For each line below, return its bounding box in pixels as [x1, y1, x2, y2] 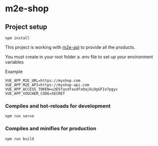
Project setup [5, 23, 48, 31]
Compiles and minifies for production [5, 125, 96, 132]
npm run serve [5, 114, 35, 119]
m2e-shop [5, 3, 49, 14]
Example [5, 69, 23, 74]
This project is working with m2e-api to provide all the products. [5, 44, 136, 50]
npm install [5, 36, 30, 40]
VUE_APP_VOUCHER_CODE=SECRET [5, 91, 65, 96]
